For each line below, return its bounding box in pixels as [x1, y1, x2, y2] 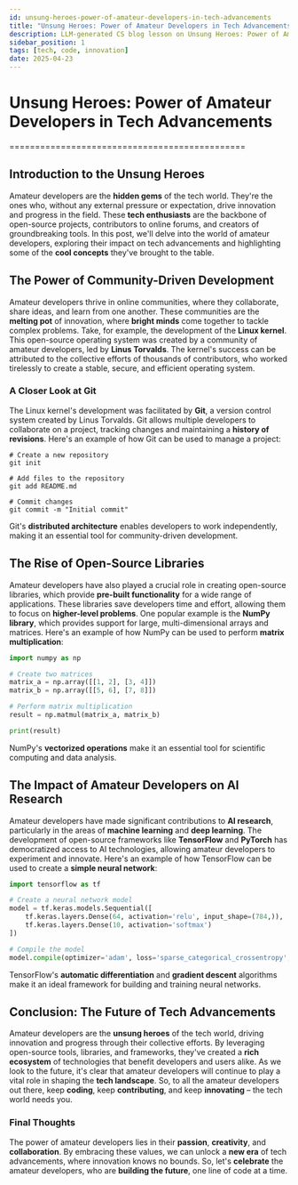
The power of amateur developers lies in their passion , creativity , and [9, 1136, 266, 1148]
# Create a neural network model [9, 896, 133, 905]
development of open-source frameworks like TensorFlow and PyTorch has [9, 834, 288, 845]
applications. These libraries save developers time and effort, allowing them [9, 598, 286, 609]
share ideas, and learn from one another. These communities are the [9, 306, 260, 317]
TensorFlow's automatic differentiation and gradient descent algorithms [9, 969, 278, 979]
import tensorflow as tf [9, 880, 101, 889]
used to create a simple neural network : [9, 862, 158, 873]
